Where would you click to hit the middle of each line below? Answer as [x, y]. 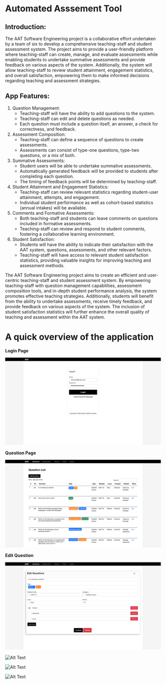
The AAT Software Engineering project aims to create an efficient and [76, 275]
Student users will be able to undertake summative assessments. [86, 165]
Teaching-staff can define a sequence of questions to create [82, 139]
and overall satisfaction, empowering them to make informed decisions [77, 75]
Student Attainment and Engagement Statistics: [60, 187]
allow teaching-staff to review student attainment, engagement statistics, [80, 70]
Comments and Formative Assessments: [53, 213]
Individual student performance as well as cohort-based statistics [86, 202]
